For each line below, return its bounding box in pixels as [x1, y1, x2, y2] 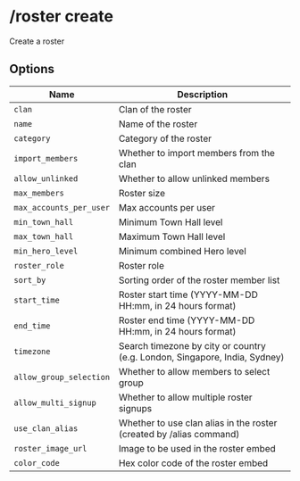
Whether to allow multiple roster [118, 391, 253, 403]
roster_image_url [13, 444, 87, 453]
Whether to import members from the [118, 146, 275, 159]
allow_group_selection [13, 372, 110, 382]
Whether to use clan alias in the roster [118, 417, 278, 429]
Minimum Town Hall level [118, 216, 223, 228]
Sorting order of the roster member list [118, 274, 280, 286]
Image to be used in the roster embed [118, 442, 277, 454]
